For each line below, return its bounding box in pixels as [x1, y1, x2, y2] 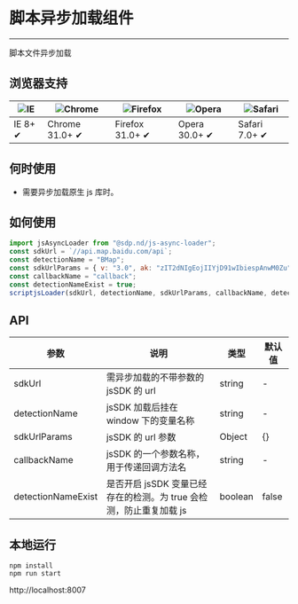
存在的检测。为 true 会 [106, 491, 200, 504]
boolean [219, 490, 255, 503]
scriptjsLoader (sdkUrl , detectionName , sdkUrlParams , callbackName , [9, 288, 268, 297]
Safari [238, 117, 263, 129]
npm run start [9, 569, 62, 578]
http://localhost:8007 [9, 584, 86, 595]
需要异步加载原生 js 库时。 [21, 186, 119, 197]
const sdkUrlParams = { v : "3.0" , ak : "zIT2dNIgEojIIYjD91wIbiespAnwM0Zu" [9, 263, 292, 272]
